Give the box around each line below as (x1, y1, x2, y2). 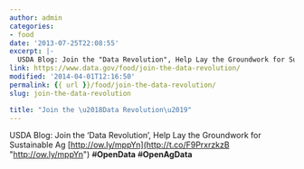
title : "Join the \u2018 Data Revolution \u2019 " (9, 105, 193, 114)
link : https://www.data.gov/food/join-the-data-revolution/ (9, 64, 242, 73)
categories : (9, 22, 54, 31)
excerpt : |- (9, 47, 54, 56)
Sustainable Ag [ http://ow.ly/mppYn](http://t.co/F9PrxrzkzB (9, 139, 230, 150)
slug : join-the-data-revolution (9, 89, 131, 98)
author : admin (9, 13, 63, 23)
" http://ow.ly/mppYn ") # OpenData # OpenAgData (9, 149, 193, 160)
